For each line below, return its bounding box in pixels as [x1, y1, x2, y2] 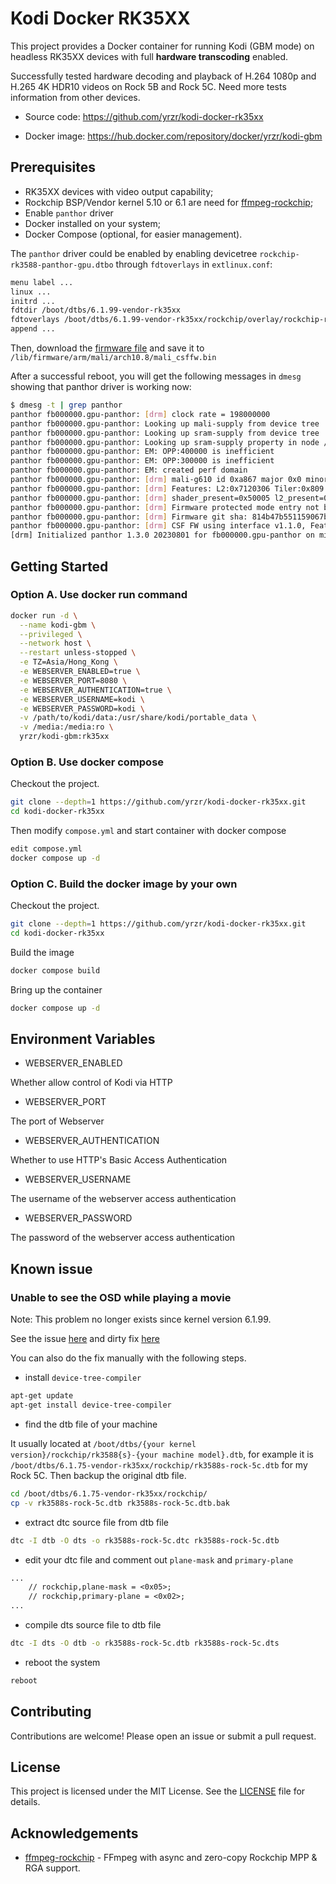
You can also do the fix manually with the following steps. [10, 1352, 247, 1364]
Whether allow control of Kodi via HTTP [10, 1077, 173, 1089]
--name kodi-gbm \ [19, 620, 97, 630]
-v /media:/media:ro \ [19, 722, 114, 732]
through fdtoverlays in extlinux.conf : [115, 258, 273, 270]
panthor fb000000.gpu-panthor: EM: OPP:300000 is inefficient [10, 456, 275, 466]
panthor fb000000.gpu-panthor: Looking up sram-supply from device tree [10, 428, 320, 438]
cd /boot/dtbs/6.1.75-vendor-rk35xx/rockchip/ [10, 1488, 208, 1499]
